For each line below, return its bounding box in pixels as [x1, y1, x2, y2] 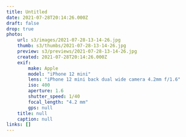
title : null [17, 110, 47, 116]
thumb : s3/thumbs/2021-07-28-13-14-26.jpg [17, 43, 126, 49]
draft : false [6, 20, 40, 26]
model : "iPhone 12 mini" [28, 71, 91, 77]
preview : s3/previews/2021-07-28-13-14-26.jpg [17, 48, 137, 55]
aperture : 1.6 [28, 88, 64, 94]
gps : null [28, 104, 53, 111]
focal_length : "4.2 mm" [28, 99, 88, 105]
